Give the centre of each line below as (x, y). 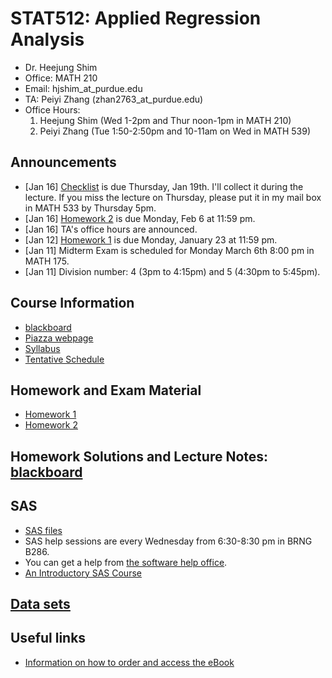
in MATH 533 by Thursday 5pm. (90, 208)
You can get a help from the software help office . (126, 562)
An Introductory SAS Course (83, 573)
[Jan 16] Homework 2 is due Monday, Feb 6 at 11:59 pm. (140, 218)
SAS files (43, 530)
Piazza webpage (59, 338)
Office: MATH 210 (61, 78)
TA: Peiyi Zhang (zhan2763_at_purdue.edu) (114, 99)
